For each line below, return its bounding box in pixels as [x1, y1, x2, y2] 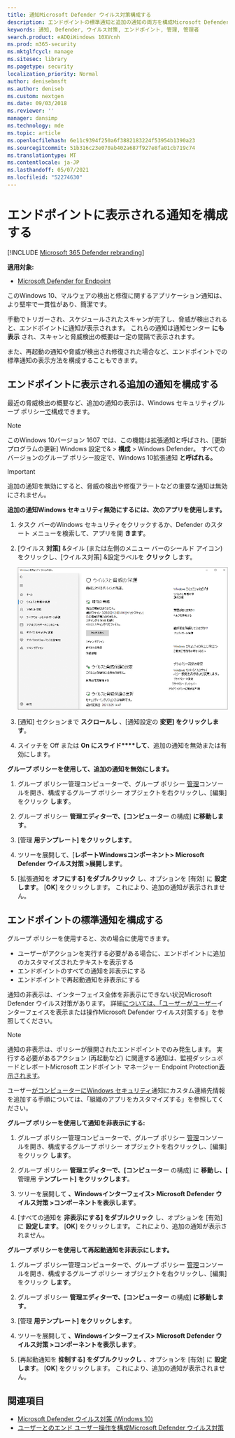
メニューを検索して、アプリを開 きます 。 [31, 529, 150, 537]
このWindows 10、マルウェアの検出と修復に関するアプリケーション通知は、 [7, 291, 226, 299]
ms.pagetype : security [7, 63, 73, 70]
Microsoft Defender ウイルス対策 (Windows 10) [17, 1415, 154, 1423]
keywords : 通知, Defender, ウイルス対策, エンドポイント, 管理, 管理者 [7, 26, 199, 33]
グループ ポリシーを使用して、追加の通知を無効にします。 [7, 765, 173, 773]
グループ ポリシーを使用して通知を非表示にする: [7, 1118, 145, 1127]
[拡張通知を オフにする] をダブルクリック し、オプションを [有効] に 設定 [17, 874, 227, 882]
